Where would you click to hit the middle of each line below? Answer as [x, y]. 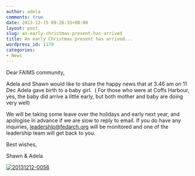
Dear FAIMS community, [35, 72]
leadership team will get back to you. [51, 133]
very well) [18, 102]
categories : [21, 50]
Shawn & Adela [24, 156]
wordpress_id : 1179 [30, 45]
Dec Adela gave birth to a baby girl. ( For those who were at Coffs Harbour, [98, 90]
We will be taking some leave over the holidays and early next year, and [93, 114]
